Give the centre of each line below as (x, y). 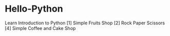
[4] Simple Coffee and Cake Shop (40, 28)
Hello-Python (34, 9)
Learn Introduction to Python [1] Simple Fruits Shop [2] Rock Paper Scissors (85, 23)
